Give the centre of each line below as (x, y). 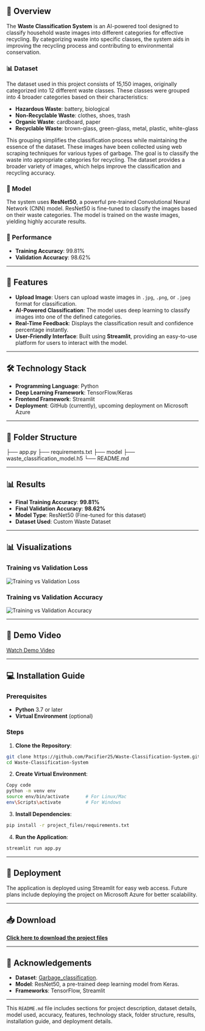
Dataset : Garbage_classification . (56, 978)
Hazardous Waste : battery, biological (62, 109)
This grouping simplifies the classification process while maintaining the (97, 140)
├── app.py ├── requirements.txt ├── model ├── (71, 452)
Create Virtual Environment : (51, 774)
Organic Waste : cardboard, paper (58, 122)
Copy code (19, 785)
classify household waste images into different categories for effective (95, 32)
